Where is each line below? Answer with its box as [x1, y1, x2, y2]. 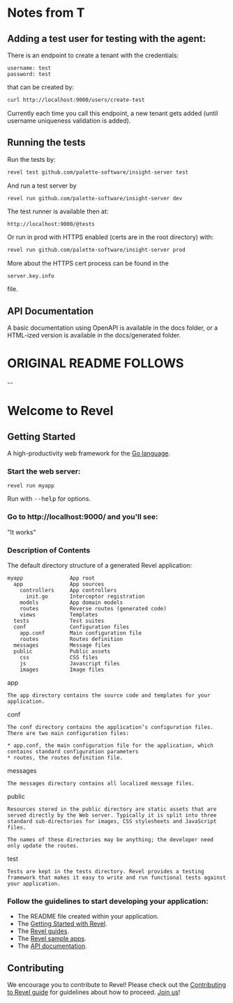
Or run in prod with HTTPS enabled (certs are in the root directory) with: [7, 233, 214, 241]
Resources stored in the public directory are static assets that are [7, 806, 217, 813]
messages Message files [13, 642, 111, 649]
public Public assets [13, 647, 111, 655]
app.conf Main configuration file [20, 629, 142, 636]
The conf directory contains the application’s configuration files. [7, 723, 214, 730]
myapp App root [7, 574, 96, 582]
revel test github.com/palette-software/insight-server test [7, 169, 189, 176]
